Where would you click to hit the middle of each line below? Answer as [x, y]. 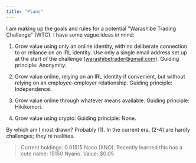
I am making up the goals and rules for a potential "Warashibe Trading [91, 28]
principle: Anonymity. [40, 65]
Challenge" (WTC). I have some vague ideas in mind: [70, 35]
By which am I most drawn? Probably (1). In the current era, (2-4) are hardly [98, 129]
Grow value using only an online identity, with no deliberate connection [101, 46]
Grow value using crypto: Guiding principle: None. [76, 118]
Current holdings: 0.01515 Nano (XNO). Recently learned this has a [102, 147]
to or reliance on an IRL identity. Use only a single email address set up [101, 52]
